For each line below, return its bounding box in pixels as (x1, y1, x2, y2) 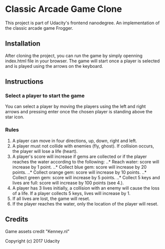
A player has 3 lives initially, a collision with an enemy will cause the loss (12, 185, 160, 191)
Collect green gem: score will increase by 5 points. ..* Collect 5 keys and (12, 174, 161, 180)
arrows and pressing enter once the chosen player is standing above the (5, 109, 153, 115)
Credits (5, 215, 29, 224)
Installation (5, 40, 41, 48)
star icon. (5, 114, 25, 120)
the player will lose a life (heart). (12, 148, 78, 154)
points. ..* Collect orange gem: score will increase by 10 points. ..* (12, 169, 147, 175)
